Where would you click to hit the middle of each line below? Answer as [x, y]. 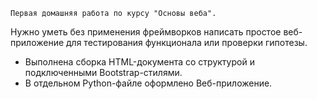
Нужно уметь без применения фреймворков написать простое [146, 32]
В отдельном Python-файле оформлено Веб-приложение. [148, 83]
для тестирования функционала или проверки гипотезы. [187, 42]
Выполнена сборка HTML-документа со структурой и [139, 62]
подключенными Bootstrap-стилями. [103, 72]
